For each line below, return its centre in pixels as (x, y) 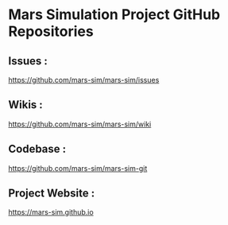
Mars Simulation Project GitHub (114, 15)
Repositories (51, 31)
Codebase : (37, 149)
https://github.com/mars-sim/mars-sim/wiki (80, 124)
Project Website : (52, 194)
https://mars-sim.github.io (51, 212)
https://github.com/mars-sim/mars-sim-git (78, 168)
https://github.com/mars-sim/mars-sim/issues (84, 80)
